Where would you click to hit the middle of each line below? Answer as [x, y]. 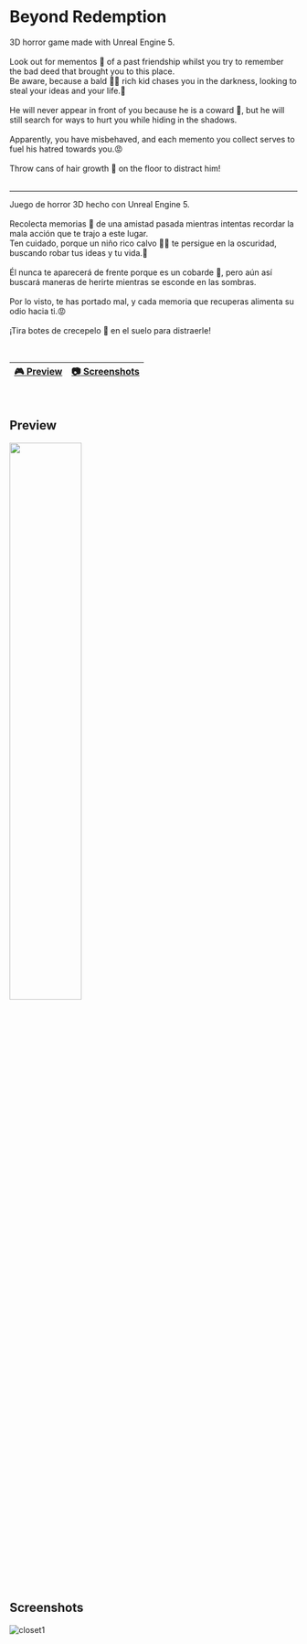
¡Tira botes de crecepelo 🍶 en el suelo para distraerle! [111, 330]
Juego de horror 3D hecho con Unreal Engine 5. [100, 204]
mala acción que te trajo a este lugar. [79, 233]
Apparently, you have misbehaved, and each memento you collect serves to [152, 139]
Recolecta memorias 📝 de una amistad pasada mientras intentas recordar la [152, 223]
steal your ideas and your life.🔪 [68, 90]
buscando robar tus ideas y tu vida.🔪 [79, 252]
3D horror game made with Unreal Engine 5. [92, 42]
